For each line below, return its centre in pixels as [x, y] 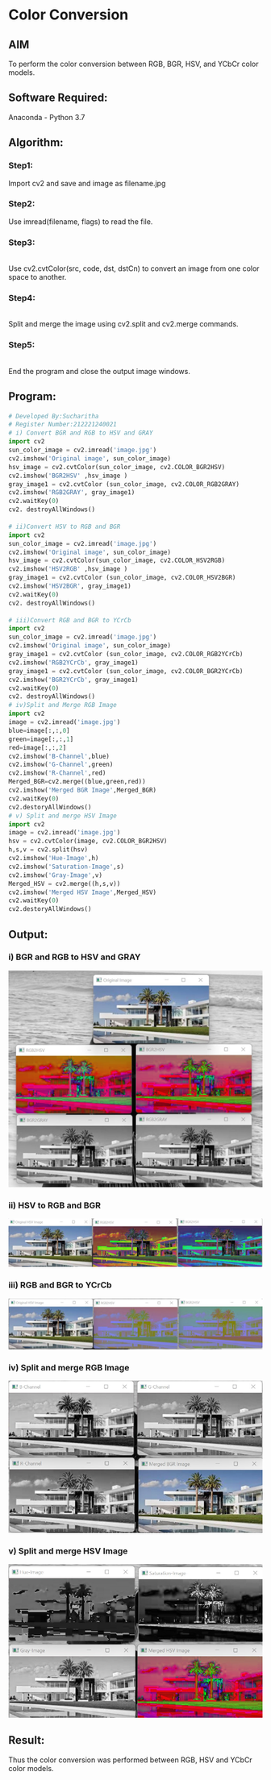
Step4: [22, 298]
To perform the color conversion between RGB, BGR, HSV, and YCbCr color [134, 64]
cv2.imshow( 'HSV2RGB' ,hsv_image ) [68, 569]
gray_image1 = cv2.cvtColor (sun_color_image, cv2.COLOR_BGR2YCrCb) [126, 671]
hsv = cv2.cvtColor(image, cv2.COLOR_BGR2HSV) [88, 841]
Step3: [22, 242]
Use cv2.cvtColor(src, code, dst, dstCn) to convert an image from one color [134, 268]
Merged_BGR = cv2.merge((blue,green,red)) [77, 782]
